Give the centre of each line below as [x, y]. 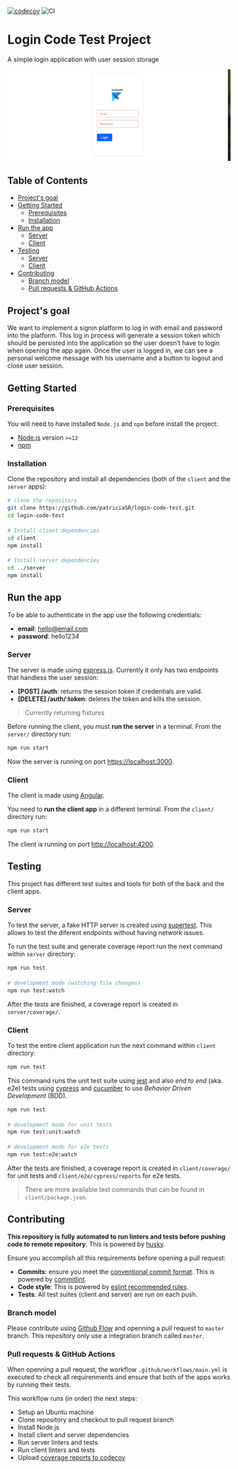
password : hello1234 [49, 636]
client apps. [24, 891]
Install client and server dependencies [73, 1435]
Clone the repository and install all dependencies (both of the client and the [119, 479]
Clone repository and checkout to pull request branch [96, 1420]
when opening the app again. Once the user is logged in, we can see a [110, 351]
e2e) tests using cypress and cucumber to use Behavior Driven [100, 1088]
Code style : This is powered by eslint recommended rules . [103, 1286]
